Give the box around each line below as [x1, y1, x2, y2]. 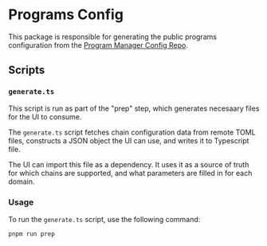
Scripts [8, 64, 45, 77]
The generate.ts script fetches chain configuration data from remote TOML [8, 127, 257, 137]
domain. [8, 177, 35, 186]
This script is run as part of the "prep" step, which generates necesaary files [8, 103, 260, 113]
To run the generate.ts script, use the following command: [8, 214, 201, 224]
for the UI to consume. [8, 111, 82, 121]
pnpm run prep [8, 229, 56, 238]
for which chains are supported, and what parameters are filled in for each [8, 168, 253, 178]
